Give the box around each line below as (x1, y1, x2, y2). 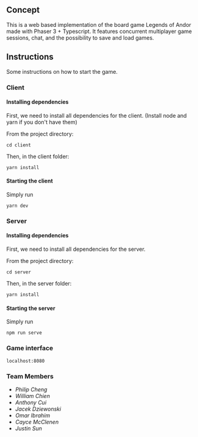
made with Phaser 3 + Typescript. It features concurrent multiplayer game (6, 27, 192, 35)
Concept (6, 5, 40, 15)
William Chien (15, 392, 51, 399)
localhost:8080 (6, 358, 45, 364)
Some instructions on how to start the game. (6, 68, 118, 75)
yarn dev (6, 203, 29, 209)
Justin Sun (15, 424, 43, 432)
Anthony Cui (15, 399, 47, 406)
